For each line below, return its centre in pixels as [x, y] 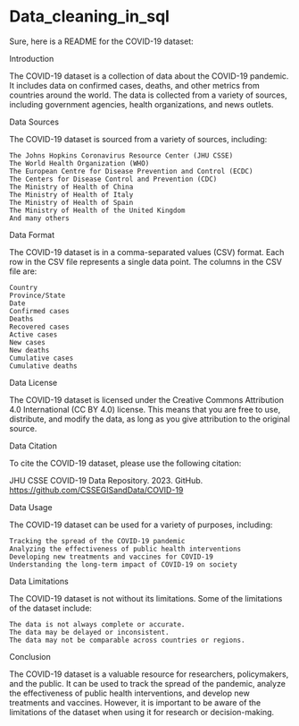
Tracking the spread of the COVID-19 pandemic [97, 541]
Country [24, 287]
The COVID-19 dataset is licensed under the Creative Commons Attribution [146, 399]
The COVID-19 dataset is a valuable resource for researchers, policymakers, [149, 674]
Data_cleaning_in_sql [89, 17]
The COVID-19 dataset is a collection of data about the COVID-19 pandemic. [149, 76]
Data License [33, 382]
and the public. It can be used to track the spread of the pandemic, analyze [147, 683]
